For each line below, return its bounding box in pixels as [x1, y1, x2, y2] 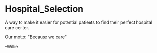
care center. [5, 24, 29, 30]
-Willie [5, 43, 18, 49]
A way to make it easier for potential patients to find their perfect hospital [5, 19, 153, 25]
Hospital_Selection [5, 3, 84, 15]
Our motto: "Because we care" [5, 34, 67, 40]
